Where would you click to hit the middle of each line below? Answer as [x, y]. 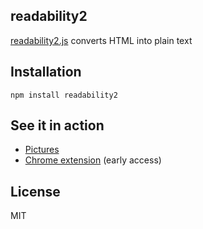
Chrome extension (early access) [93, 160]
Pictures [42, 150]
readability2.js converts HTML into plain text [101, 40]
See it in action [57, 125]
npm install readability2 [64, 95]
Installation [46, 72]
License [35, 191]
